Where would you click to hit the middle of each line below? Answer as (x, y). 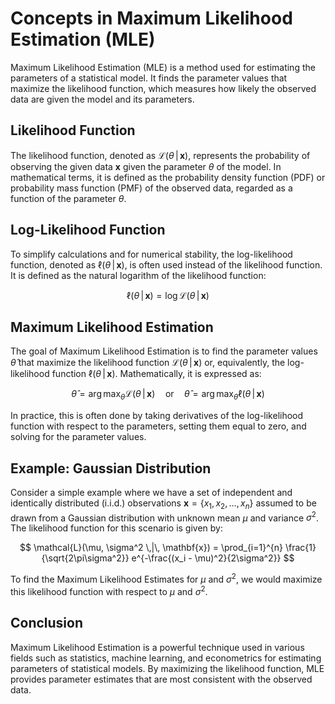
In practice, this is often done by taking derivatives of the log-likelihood (157, 416)
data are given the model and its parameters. (102, 99)
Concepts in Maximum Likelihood (151, 18)
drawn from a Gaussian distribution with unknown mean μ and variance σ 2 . (164, 517)
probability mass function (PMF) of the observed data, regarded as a (151, 188)
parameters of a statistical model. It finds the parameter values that (149, 78)
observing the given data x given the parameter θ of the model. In (146, 166)
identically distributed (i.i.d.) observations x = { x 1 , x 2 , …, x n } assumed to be (163, 504)
